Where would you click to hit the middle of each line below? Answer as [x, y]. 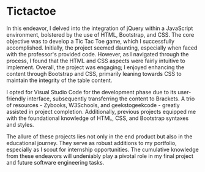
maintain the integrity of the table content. [59, 80]
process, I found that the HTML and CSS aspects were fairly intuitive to [96, 61]
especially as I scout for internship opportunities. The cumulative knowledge [102, 149]
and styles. [20, 124]
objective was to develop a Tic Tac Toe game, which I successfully [91, 41]
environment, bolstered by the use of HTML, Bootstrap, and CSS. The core [100, 34]
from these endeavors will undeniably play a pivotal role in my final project [100, 156]
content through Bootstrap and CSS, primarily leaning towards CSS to [94, 73]
